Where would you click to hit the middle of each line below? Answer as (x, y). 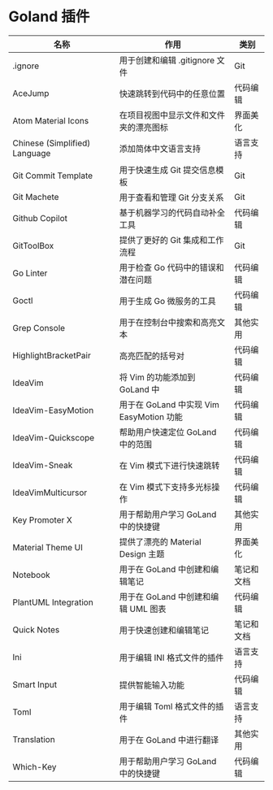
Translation (34, 739)
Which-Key (35, 766)
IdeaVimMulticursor (50, 493)
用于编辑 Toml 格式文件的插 (171, 706)
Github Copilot (40, 218)
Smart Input (35, 684)
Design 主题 (142, 553)
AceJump (31, 93)
